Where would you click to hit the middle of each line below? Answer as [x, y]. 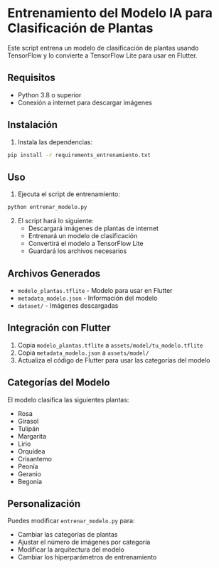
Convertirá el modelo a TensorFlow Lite [86, 244]
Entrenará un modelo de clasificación [83, 236]
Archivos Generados [54, 273]
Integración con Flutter [59, 328]
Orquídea [31, 451]
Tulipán [28, 429]
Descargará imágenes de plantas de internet [93, 228]
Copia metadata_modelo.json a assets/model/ [83, 353]
